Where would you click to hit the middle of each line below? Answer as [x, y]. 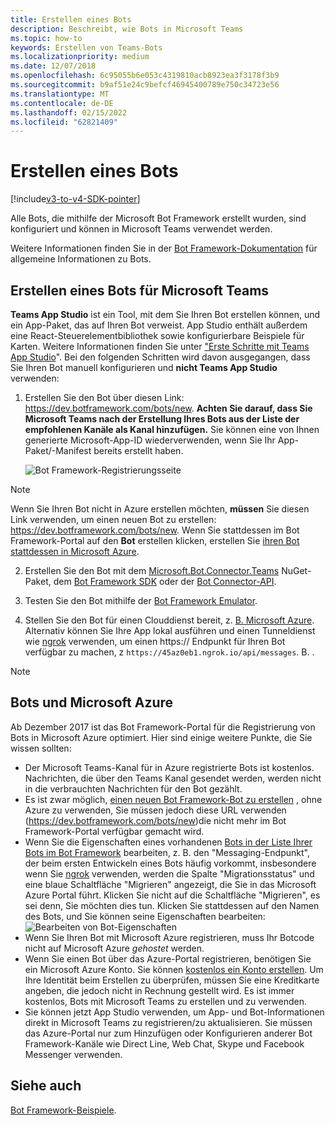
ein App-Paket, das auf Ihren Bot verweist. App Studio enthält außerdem [159, 325]
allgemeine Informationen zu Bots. [81, 259]
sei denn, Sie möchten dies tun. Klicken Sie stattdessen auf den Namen [172, 905]
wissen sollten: [41, 748]
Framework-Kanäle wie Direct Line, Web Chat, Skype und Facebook [164, 1043]
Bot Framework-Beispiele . [63, 1110]
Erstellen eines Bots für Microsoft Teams [140, 290]
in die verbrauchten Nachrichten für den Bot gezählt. [133, 788]
